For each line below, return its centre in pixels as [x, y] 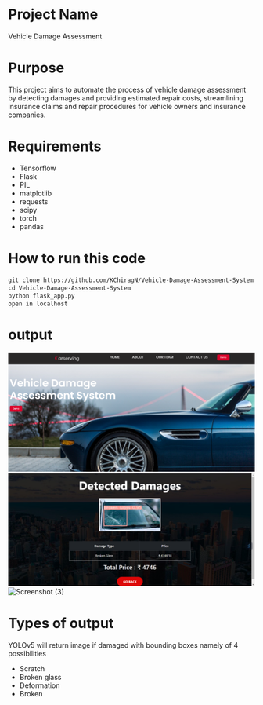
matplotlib [36, 193]
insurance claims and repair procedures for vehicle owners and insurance [127, 106]
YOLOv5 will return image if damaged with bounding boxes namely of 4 [123, 645]
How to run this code [77, 258]
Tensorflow [38, 168]
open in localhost [38, 304]
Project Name [53, 15]
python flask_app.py [42, 296]
